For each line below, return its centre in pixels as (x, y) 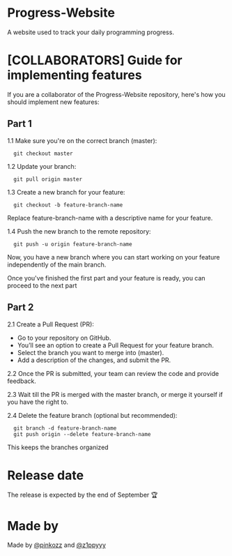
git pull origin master (48, 179)
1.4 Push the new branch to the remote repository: (79, 231)
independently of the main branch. (57, 264)
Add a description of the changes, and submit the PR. (94, 360)
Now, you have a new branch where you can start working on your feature (114, 257)
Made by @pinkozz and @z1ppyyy (57, 545)
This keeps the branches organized (58, 447)
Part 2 (21, 307)
